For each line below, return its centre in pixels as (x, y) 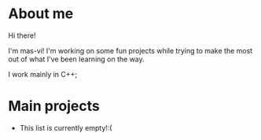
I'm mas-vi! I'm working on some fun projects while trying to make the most (130, 50)
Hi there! (22, 35)
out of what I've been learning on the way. (77, 59)
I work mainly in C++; (43, 74)
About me (41, 14)
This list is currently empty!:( (66, 127)
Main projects (54, 106)
